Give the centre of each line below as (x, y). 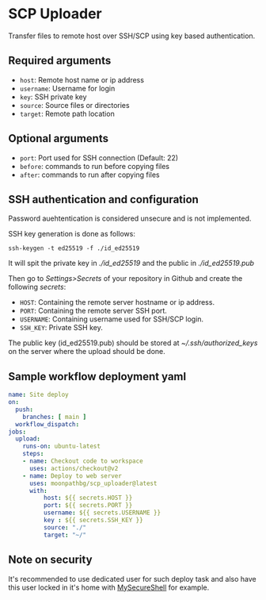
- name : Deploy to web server (72, 476)
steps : (33, 454)
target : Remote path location (67, 113)
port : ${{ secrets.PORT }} (88, 506)
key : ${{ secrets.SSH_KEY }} (93, 521)
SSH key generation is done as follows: (72, 234)
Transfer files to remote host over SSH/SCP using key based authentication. (132, 36)
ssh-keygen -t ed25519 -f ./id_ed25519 (74, 248)
